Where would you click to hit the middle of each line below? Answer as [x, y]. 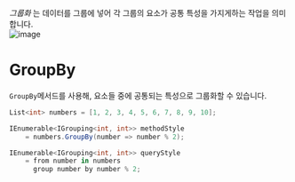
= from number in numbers [73, 161]
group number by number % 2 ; [87, 170]
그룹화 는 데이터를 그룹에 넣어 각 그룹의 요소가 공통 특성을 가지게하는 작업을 [140, 13]
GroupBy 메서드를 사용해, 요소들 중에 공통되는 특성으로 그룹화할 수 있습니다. [138, 95]
